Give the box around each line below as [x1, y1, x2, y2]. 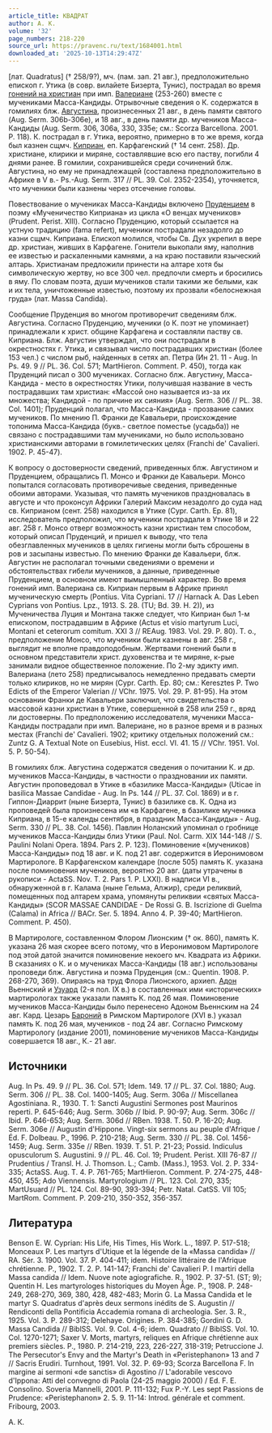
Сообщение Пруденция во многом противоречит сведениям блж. [8, 309, 237, 319]
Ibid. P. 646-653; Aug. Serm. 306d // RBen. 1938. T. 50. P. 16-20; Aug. [8, 1115, 243, 1125]
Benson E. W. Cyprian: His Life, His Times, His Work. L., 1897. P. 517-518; [8, 1238, 250, 1248]
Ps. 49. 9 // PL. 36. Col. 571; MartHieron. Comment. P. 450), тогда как [8, 361, 242, 371]
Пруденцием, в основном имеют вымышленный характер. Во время [8, 575, 247, 584]
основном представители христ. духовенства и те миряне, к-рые [8, 653, 235, 661]
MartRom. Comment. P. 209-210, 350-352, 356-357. [8, 1193, 183, 1202]
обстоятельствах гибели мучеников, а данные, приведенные [8, 566, 220, 576]
